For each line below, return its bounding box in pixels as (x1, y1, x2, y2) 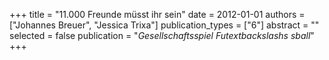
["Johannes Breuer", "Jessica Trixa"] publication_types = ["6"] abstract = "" (9, 19, 320, 31)
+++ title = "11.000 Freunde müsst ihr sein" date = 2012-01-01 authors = (9, 9, 306, 20)
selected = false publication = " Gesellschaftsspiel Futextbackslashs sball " (9, 30, 315, 41)
